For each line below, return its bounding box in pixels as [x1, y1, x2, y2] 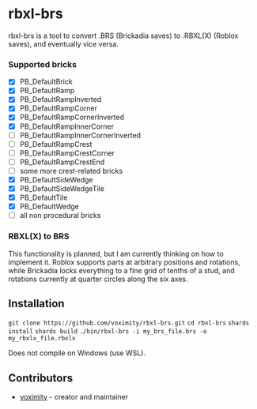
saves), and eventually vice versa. [8, 39, 119, 48]
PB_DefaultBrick [19, 77, 73, 87]
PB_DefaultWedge [19, 202, 79, 212]
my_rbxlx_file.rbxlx [8, 335, 77, 343]
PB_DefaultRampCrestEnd [19, 157, 105, 167]
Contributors [8, 371, 74, 385]
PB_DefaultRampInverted [19, 95, 102, 104]
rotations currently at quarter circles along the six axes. [8, 274, 188, 283]
